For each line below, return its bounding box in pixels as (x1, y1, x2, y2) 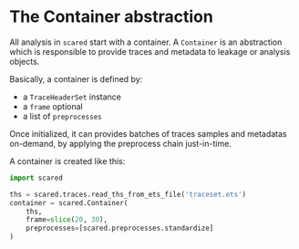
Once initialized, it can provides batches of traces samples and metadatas (9, 128, 287, 139)
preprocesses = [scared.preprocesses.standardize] (26, 223, 214, 233)
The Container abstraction (9, 6, 214, 27)
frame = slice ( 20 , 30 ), (26, 215, 108, 224)
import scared (9, 173, 64, 182)
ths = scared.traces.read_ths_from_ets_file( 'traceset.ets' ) (9, 190, 247, 199)
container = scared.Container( (9, 198, 129, 207)
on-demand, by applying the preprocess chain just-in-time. (9, 138, 232, 149)
